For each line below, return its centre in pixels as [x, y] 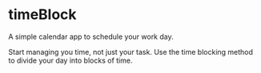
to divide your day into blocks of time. [70, 60]
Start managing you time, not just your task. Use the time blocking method [131, 52]
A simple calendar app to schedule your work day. [91, 36]
